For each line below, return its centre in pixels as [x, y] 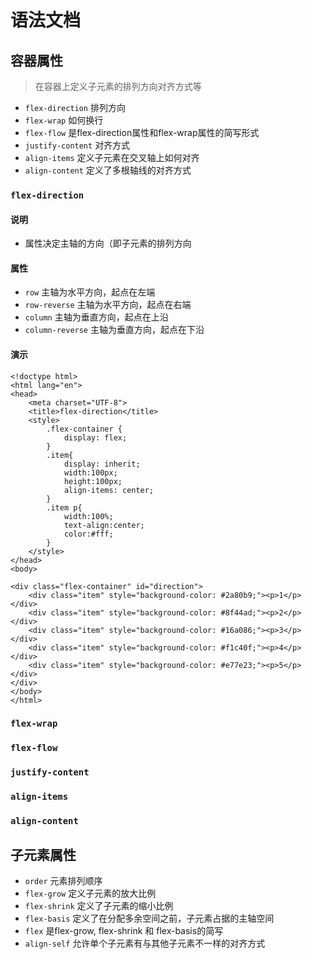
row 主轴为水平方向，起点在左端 [90, 292]
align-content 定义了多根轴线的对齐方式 [108, 170]
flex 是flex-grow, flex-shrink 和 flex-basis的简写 [124, 930]
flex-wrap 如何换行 [64, 120]
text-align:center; [104, 525]
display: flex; [95, 437]
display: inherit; [102, 464]
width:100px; [90, 472]
